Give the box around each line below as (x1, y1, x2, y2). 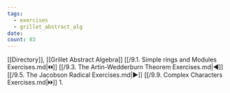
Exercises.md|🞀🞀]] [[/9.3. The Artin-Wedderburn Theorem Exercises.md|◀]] (7, 63, 224, 71)
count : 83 (7, 36, 36, 43)
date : (7, 29, 23, 37)
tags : (7, 10, 23, 17)
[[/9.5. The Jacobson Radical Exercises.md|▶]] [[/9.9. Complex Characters (7, 71, 223, 79)
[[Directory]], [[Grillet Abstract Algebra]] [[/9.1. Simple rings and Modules (7, 55, 217, 64)
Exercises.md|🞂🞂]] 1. (7, 78, 64, 87)
